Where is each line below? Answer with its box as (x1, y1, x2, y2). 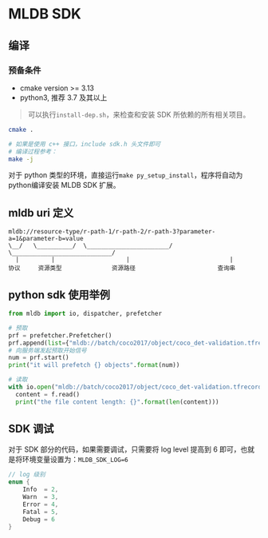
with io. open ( (8, 383, 56, 391)
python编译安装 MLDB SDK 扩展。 (8, 181, 121, 190)
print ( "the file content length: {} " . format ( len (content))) (15, 397, 219, 406)
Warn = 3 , (22, 493, 59, 501)
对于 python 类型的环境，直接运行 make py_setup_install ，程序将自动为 (8, 170, 243, 180)
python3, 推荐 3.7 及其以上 (19, 93, 108, 102)
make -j (8, 155, 34, 163)
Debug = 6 (22, 515, 56, 524)
